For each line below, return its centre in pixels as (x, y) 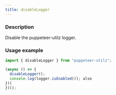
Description (20, 27)
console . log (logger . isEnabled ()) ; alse (51, 79)
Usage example (24, 50)
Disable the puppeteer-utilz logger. (41, 37)
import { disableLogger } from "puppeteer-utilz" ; (58, 61)
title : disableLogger (28, 10)
